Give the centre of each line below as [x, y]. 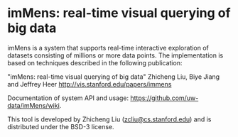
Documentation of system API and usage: [68, 98]
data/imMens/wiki [34, 105]
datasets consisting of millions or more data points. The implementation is [115, 55]
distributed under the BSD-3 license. [61, 126]
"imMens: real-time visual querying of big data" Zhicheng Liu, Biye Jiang [114, 77]
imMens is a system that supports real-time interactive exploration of [108, 48]
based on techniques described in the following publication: [95, 62]
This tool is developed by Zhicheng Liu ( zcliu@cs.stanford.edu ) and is [109, 119]
